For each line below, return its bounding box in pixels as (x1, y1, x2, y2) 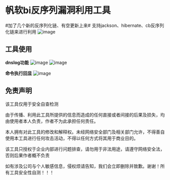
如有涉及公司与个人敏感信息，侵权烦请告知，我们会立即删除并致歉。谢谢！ (5, 163, 160, 169)
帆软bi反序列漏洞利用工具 (5, 5, 111, 16)
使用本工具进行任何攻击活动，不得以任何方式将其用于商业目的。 (5, 135, 138, 141)
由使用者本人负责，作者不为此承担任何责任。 (5, 118, 99, 124)
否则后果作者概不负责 (5, 152, 50, 158)
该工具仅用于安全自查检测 (5, 101, 59, 107)
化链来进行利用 (5, 28, 36, 34)
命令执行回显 (5, 70, 32, 76)
